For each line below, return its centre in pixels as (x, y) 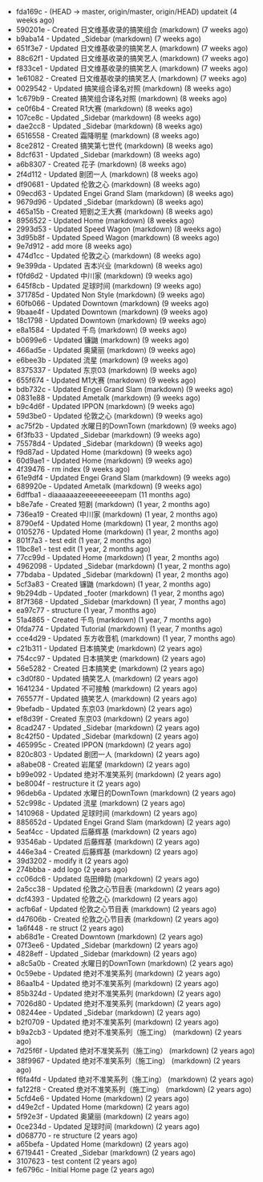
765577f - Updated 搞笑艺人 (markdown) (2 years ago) (107, 699)
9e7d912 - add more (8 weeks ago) (74, 246)
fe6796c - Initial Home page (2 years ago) (85, 1170)
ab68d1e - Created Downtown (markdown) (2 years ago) (109, 937)
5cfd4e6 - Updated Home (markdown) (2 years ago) (103, 1098)
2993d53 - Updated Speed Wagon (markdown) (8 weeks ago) (119, 229)
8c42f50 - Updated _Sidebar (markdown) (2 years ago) (107, 736)
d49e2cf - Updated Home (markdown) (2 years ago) (103, 1107)
